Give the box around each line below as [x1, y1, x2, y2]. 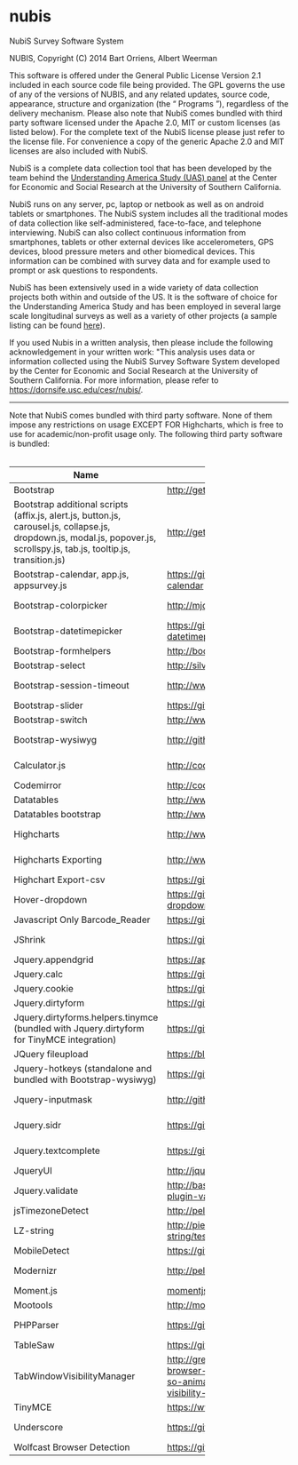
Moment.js [13, 1284, 58, 1296]
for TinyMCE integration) [13, 1033, 117, 1046]
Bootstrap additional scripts [13, 498, 129, 510]
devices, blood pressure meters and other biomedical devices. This [9, 246, 255, 257]
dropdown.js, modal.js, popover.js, [13, 531, 157, 544]
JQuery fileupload [13, 1047, 89, 1060]
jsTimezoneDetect [13, 1204, 90, 1216]
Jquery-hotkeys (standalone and [13, 1062, 153, 1074]
